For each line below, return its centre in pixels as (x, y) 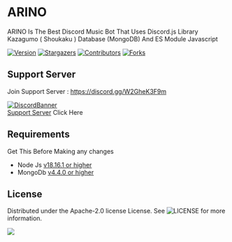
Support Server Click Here (45, 112)
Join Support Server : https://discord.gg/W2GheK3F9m (87, 91)
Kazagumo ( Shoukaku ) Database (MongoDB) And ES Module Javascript (113, 38)
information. (25, 218)
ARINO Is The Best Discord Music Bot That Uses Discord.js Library (103, 31)
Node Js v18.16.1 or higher (55, 164)
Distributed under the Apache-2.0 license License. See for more (116, 211)
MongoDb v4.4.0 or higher (56, 172)
